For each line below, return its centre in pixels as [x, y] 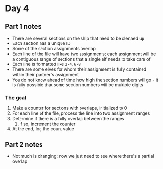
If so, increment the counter [47, 124]
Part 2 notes [24, 144]
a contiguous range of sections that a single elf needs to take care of [81, 59]
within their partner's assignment [45, 74]
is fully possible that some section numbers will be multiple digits [77, 85]
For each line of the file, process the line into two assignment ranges [81, 113]
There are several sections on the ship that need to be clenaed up [78, 38]
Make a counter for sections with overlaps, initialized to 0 [70, 108]
